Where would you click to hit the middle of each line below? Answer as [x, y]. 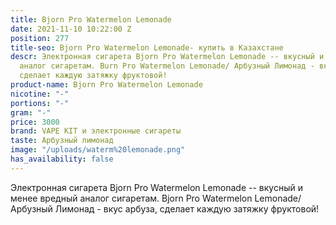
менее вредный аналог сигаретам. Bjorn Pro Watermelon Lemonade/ [156, 198]
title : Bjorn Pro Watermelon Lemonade [91, 19]
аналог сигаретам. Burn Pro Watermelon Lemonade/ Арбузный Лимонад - [167, 66]
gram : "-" [31, 112]
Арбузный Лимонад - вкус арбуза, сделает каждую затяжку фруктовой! [165, 208]
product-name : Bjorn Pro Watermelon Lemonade [106, 85]
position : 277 [40, 38]
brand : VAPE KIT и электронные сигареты [96, 131]
